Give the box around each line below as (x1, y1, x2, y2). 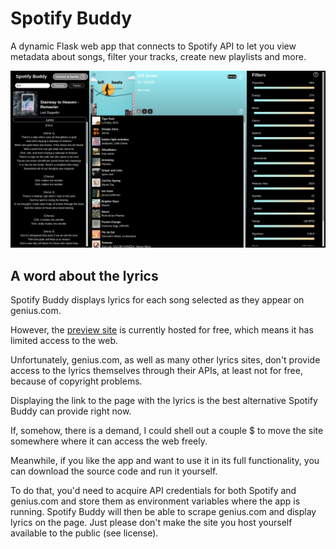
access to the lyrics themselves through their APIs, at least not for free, (10, 365, 303, 377)
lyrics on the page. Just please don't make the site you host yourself (10, 517, 293, 529)
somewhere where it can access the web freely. (10, 435, 208, 447)
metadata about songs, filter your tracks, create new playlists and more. (10, 50, 307, 62)
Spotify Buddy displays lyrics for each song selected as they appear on (10, 294, 305, 306)
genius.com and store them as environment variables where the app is (10, 495, 301, 507)
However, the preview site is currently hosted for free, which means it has (10, 324, 314, 336)
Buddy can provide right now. (10, 405, 132, 417)
